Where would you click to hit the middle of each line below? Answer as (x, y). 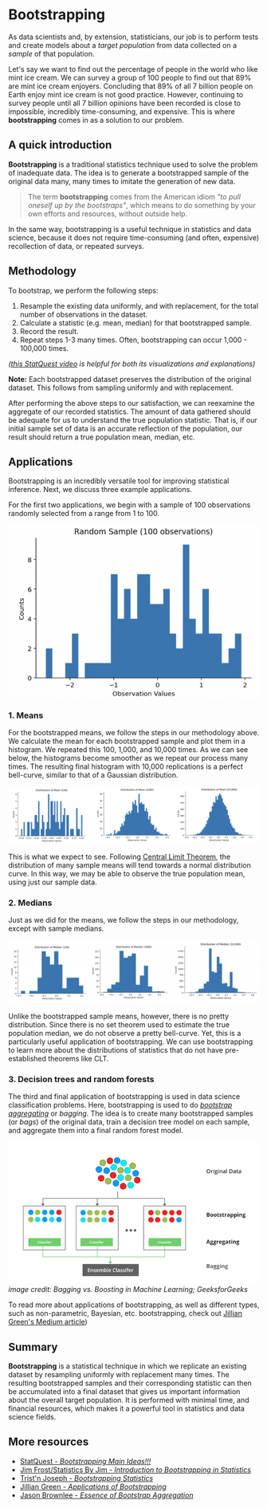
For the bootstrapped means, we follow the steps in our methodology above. (134, 733)
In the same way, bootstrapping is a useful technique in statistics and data (130, 229)
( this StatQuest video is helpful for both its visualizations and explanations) (132, 364)
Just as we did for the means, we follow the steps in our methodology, (124, 920)
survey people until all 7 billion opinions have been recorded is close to (125, 103)
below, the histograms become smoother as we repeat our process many (128, 758)
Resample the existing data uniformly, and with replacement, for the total (139, 305)
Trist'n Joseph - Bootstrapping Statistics (86, 1478)
